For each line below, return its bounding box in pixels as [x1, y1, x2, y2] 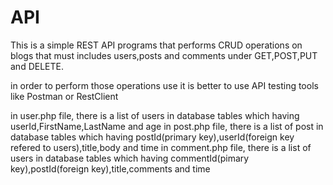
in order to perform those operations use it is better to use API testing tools [10, 79, 319, 91]
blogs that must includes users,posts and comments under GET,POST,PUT [10, 49, 318, 61]
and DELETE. [10, 60, 64, 72]
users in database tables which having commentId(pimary [10, 152, 250, 164]
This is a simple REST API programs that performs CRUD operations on [10, 39, 303, 51]
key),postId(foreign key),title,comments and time [10, 162, 211, 175]
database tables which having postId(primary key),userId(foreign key [10, 131, 295, 143]
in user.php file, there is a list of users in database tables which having [10, 109, 300, 121]
